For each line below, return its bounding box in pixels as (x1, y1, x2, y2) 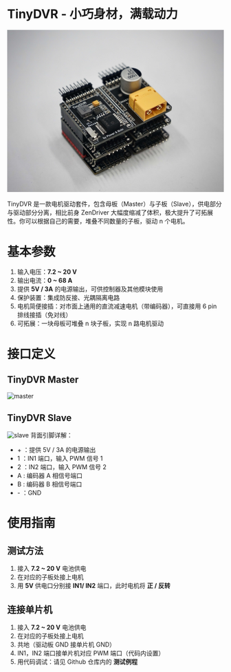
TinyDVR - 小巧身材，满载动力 (7, 6, 178, 22)
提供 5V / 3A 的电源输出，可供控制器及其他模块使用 (16, 285, 164, 293)
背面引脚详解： (30, 431, 74, 440)
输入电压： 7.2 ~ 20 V (16, 268, 77, 276)
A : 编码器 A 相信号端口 (16, 472, 82, 480)
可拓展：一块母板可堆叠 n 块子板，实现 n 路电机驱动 (16, 319, 164, 327)
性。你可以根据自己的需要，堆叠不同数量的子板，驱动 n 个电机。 (7, 217, 189, 226)
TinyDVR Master (7, 373, 79, 385)
